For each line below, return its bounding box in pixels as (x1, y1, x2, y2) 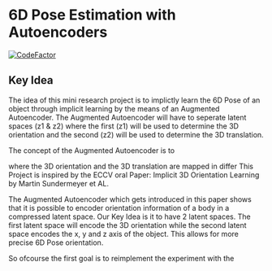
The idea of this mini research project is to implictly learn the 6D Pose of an (8, 95, 261, 105)
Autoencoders (8, 23, 108, 42)
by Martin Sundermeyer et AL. (8, 178, 110, 188)
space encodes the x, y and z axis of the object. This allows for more (8, 229, 240, 238)
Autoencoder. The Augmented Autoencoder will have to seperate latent (8, 112, 247, 122)
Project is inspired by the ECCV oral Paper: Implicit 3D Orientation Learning (8, 169, 260, 180)
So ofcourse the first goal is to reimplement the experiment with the (8, 253, 235, 263)
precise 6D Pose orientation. (8, 238, 104, 247)
